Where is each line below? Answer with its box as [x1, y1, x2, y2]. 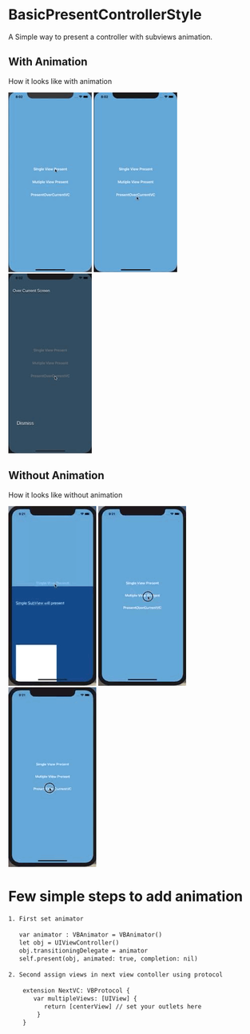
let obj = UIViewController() [18, 938, 120, 947]
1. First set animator [8, 914, 84, 923]
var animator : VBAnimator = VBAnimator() [18, 930, 162, 939]
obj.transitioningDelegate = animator [18, 946, 149, 955]
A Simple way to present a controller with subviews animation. [8, 32, 213, 42]
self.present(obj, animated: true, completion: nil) [18, 954, 198, 963]
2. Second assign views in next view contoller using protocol [8, 970, 224, 979]
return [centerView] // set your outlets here [43, 1002, 202, 1011]
